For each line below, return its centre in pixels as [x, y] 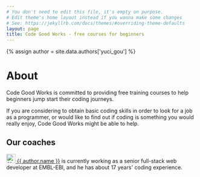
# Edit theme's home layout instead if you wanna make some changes [94, 18]
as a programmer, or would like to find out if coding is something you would [100, 117]
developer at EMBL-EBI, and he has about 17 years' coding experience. [95, 167]
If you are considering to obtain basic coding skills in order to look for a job [99, 111]
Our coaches [31, 143]
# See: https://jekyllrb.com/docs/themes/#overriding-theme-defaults [96, 23]
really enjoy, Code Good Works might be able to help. [73, 124]
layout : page [23, 29]
